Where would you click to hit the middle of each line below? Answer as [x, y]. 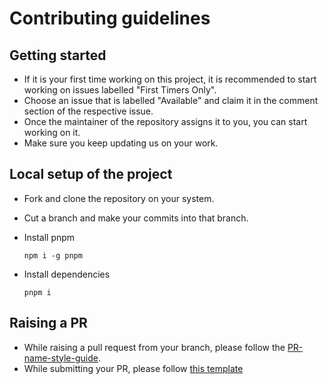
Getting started [58, 55]
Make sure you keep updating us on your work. [121, 143]
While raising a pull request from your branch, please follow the [154, 347]
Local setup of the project [91, 174]
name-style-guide [61, 358]
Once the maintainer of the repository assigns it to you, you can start [165, 121]
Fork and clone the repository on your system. [119, 198]
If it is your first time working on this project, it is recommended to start [170, 79]
